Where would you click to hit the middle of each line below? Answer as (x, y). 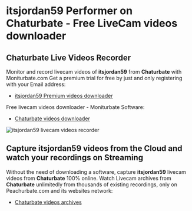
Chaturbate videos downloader (52, 118)
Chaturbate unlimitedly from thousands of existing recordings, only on (92, 184)
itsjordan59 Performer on (69, 11)
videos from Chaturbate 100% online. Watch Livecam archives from (89, 178)
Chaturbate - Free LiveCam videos (92, 23)
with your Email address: (36, 84)
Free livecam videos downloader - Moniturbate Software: (75, 107)
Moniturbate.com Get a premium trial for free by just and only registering (94, 78)
